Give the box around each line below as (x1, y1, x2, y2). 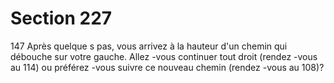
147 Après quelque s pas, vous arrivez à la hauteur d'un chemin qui (10, 40, 288, 52)
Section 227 (10, 7, 113, 30)
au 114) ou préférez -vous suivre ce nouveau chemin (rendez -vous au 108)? (10, 61, 325, 73)
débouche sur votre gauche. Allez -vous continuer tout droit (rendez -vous (10, 50, 318, 62)
